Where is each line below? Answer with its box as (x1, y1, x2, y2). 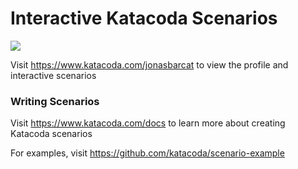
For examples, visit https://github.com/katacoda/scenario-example (10, 147, 285, 159)
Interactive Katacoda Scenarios (10, 7, 278, 30)
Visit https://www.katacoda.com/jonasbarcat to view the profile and (10, 58, 289, 71)
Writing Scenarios (10, 94, 100, 108)
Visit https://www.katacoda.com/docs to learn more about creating (10, 117, 286, 129)
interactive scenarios (10, 69, 97, 81)
